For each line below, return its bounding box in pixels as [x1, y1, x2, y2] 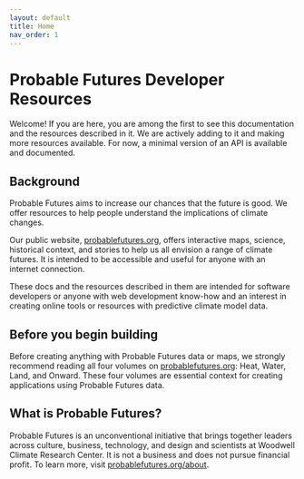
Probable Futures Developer [9, 69, 225, 90]
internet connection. [9, 264, 85, 275]
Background [9, 173, 80, 189]
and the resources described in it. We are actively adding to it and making [9, 128, 285, 139]
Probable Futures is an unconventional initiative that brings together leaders [9, 430, 293, 441]
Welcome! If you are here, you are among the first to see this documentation [9, 119, 295, 130]
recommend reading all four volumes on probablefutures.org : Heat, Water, [9, 360, 287, 371]
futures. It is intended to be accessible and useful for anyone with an [9, 254, 266, 265]
